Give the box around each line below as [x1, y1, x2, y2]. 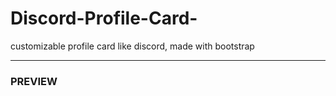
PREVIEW [10, 74, 58, 88]
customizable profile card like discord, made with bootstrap [10, 40, 255, 52]
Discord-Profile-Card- [10, 7, 198, 30]
